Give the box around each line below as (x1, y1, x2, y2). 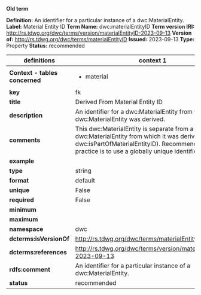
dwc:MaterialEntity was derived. (75, 115, 166, 123)
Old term (6, 5, 29, 12)
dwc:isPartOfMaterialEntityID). (75, 140, 160, 148)
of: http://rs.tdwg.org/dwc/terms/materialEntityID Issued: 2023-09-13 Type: (6, 36, 195, 42)
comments (9, 136, 41, 144)
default (75, 177, 96, 184)
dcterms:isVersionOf (9, 235, 70, 243)
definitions (23, 56, 56, 65)
